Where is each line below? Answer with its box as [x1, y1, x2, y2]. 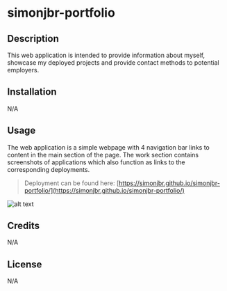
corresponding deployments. [7, 165, 90, 173]
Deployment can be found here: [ [24, 179, 119, 187]
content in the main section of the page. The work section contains [7, 150, 199, 159]
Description [7, 33, 59, 45]
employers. [7, 66, 40, 74]
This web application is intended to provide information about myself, [7, 51, 205, 59]
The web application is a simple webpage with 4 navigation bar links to [7, 143, 210, 151]
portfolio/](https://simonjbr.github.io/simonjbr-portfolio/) [24, 186, 185, 194]
